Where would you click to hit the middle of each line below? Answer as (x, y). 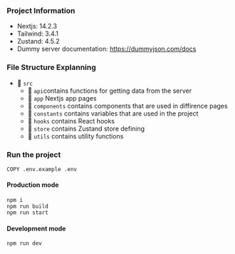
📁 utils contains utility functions (75, 136)
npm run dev (24, 244)
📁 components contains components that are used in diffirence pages (128, 106)
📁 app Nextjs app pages (62, 98)
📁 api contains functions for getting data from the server (110, 91)
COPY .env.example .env (42, 169)
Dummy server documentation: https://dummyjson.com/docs (106, 49)
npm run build (28, 207)
